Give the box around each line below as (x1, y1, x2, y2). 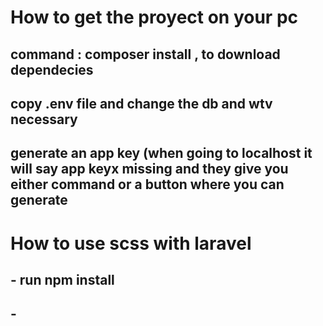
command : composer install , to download (10, 46, 281, 63)
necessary (10, 111, 78, 128)
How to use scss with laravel (10, 232, 252, 255)
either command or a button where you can (10, 176, 285, 193)
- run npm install (10, 271, 115, 288)
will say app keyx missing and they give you (10, 161, 289, 178)
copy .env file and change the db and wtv (10, 95, 273, 112)
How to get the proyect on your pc (10, 6, 299, 29)
